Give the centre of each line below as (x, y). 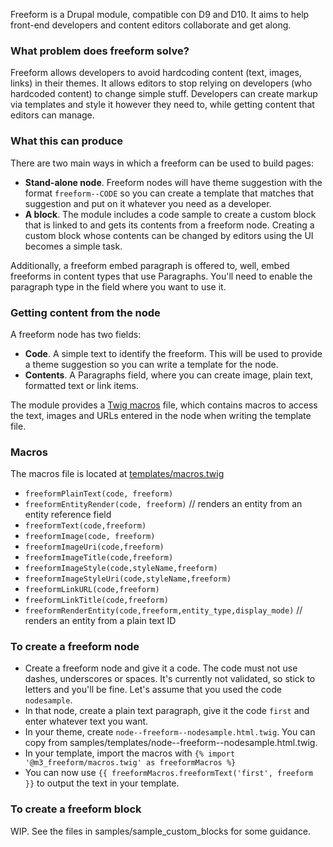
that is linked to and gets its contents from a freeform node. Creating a (169, 225)
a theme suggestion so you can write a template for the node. (151, 364)
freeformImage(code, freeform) (90, 537)
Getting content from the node (85, 312)
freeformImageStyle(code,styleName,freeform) (121, 569)
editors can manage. (52, 115)
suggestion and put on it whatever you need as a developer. (148, 203)
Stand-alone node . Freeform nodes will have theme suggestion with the (173, 182)
